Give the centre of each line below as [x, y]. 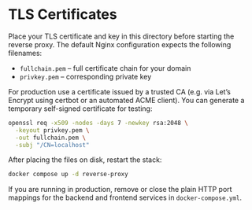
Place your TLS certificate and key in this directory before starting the [121, 36]
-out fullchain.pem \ [51, 138]
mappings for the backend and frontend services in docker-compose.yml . [125, 197]
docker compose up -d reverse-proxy [68, 175]
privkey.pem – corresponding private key [85, 76]
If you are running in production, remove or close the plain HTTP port [120, 190]
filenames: [25, 53]
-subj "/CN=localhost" [52, 145]
